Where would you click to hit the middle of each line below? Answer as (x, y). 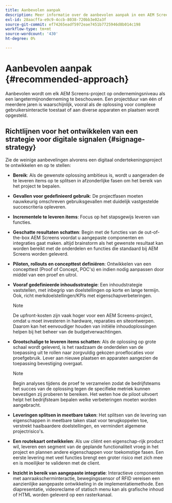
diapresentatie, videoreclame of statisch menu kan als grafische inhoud (88, 489)
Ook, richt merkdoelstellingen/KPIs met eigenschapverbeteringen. (82, 296)
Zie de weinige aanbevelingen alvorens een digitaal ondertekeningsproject (84, 160)
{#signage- (127, 140)
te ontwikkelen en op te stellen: (38, 165)
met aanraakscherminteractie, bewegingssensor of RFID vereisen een (86, 478)
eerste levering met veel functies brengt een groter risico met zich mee (88, 457)
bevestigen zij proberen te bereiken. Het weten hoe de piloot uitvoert (85, 394)
